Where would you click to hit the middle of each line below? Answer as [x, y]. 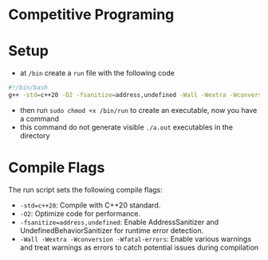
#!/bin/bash [28, 88]
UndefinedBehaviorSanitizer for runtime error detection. [112, 230]
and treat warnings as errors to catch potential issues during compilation [139, 247]
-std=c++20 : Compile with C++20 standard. [90, 205]
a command [39, 118]
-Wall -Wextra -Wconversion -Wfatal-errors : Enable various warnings [136, 239]
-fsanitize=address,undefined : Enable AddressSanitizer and [119, 222]
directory [35, 135]
